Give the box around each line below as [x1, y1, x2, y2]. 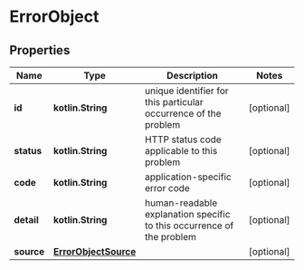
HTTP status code [144, 133, 222, 146]
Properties [9, 43, 71, 58]
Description [166, 70, 219, 82]
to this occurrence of [144, 219, 234, 232]
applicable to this [144, 145, 218, 157]
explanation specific [144, 208, 231, 220]
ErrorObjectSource [52, 246, 137, 257]
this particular [144, 96, 204, 108]
